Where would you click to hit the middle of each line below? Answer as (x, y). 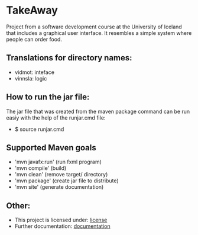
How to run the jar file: (48, 97)
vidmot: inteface (35, 72)
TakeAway (32, 10)
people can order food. (34, 39)
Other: (18, 206)
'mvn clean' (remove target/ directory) (61, 175)
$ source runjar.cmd (39, 129)
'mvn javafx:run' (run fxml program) (58, 162)
